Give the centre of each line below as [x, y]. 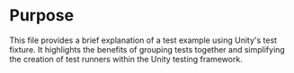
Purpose [42, 16]
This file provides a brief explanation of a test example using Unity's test [143, 40]
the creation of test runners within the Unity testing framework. [126, 59]
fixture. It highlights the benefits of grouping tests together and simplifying [147, 49]
